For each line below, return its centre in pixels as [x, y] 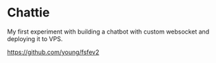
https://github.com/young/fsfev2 [53, 52]
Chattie [28, 13]
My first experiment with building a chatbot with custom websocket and [108, 32]
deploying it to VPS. [35, 38]
